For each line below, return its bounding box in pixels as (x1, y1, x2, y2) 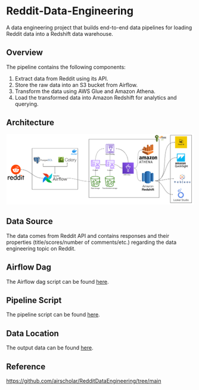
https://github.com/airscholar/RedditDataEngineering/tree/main (6, 377, 161, 385)
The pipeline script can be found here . (6, 311, 100, 318)
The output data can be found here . (6, 344, 94, 351)
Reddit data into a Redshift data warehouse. (6, 30, 113, 37)
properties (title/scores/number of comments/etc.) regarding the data (6, 239, 177, 246)
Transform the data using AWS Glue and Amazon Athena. (14, 88, 156, 95)
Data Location (6, 328, 60, 338)
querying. (14, 100, 39, 107)
